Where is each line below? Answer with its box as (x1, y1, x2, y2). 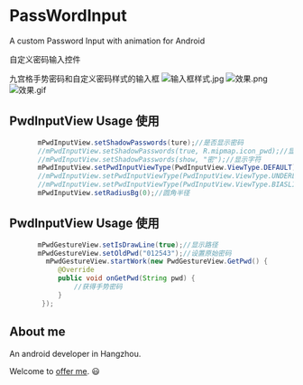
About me (9, 324, 66, 340)
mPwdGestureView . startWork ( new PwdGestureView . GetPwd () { (45, 257, 269, 267)
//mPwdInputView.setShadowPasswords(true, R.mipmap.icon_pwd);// (37, 146, 289, 155)
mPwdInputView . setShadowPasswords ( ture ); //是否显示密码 (37, 137, 244, 147)
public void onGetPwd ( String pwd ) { (57, 274, 196, 283)
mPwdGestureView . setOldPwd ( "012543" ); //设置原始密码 (37, 249, 232, 258)
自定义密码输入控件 (9, 53, 81, 64)
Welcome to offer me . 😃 (9, 365, 101, 376)
